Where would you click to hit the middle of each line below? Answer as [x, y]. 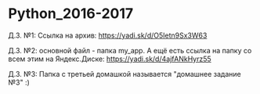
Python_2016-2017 [71, 14]
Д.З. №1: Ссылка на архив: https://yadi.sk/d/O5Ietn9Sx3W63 [108, 35]
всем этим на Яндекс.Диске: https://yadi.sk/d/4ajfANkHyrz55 [110, 59]
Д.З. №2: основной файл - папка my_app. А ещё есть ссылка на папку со [130, 50]
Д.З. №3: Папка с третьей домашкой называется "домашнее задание [125, 74]
